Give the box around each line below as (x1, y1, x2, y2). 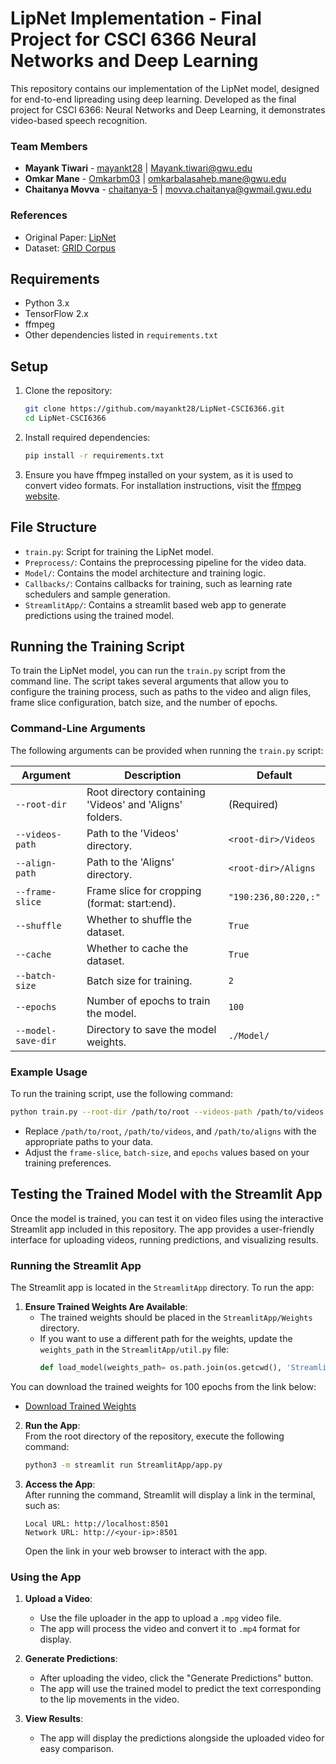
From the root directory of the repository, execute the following (24, 1430, 285, 1442)
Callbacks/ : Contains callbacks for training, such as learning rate (24, 577, 293, 589)
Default (256, 768, 293, 782)
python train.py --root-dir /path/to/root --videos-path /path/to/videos (10, 1107, 325, 1117)
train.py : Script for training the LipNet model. (24, 545, 214, 557)
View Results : (24, 1713, 84, 1725)
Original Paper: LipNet (24, 231, 117, 243)
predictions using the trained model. (24, 609, 175, 621)
